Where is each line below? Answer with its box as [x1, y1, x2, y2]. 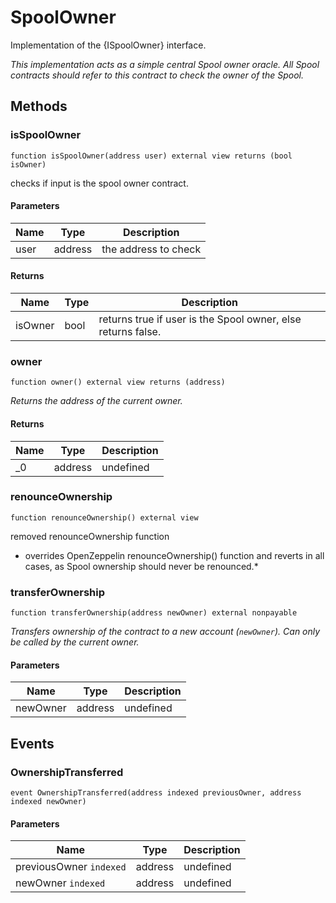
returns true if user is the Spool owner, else [98, 312, 302, 326]
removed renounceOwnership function [10, 530, 170, 542]
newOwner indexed [15, 876, 106, 890]
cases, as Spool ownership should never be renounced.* [24, 560, 259, 572]
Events [10, 735, 55, 752]
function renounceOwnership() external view [10, 512, 199, 523]
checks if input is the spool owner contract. [10, 177, 189, 189]
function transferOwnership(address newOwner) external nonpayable [10, 608, 298, 618]
